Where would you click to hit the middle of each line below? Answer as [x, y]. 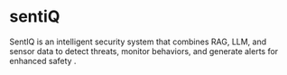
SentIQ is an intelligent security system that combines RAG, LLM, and [138, 42]
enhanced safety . [43, 61]
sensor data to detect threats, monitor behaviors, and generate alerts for [144, 51]
